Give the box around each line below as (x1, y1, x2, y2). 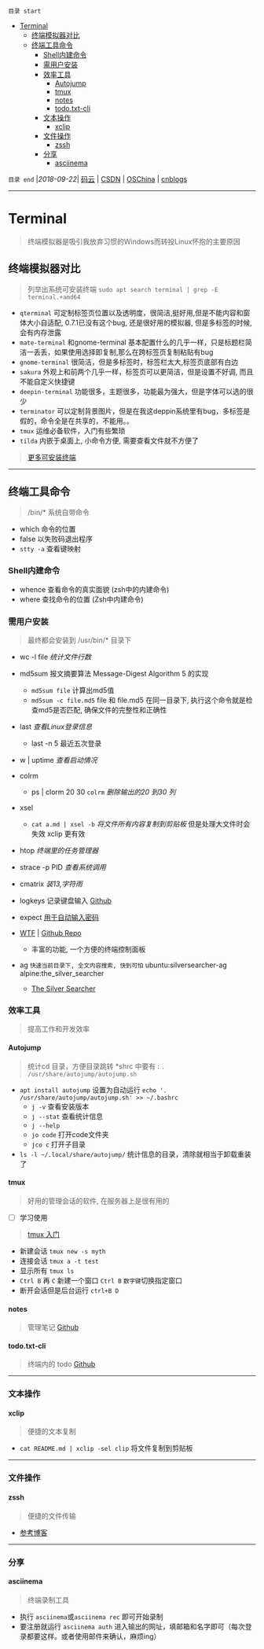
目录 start (8, 7, 42, 15)
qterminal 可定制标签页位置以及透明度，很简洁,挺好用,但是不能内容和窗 (19, 307, 251, 317)
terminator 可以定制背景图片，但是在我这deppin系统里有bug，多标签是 (19, 406, 251, 415)
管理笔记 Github (27, 1323, 79, 1332)
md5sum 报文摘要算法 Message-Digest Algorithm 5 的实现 (19, 669, 209, 679)
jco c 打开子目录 (31, 1139, 86, 1149)
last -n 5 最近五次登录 (31, 738, 102, 749)
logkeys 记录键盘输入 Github (19, 896, 112, 906)
